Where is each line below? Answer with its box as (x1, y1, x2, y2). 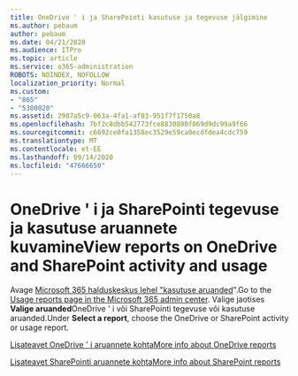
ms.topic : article (10, 54, 78, 63)
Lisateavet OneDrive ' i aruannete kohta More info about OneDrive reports (10, 340, 277, 350)
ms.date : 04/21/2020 (10, 37, 87, 47)
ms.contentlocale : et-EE (10, 144, 102, 153)
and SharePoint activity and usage (10, 256, 268, 275)
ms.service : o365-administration (10, 63, 134, 72)
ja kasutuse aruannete (10, 218, 178, 238)
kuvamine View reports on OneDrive (10, 236, 278, 257)
